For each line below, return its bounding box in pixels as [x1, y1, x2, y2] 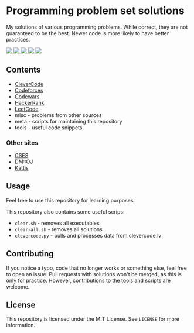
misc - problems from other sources [14, 111, 102, 118]
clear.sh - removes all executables [14, 219, 100, 226]
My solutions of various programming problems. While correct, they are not [6, 23, 188, 30]
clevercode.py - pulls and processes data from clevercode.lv [14, 232, 162, 239]
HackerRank [14, 99, 45, 106]
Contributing [6, 249, 54, 259]
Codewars [14, 92, 40, 100]
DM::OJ [14, 158, 33, 165]
